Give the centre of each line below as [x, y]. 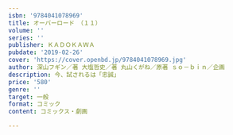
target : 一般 [29, 97]
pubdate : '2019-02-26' [46, 52]
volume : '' [26, 30]
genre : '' [25, 89]
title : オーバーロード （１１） [55, 23]
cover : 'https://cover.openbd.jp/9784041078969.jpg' [97, 60]
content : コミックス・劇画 [48, 112]
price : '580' [30, 82]
